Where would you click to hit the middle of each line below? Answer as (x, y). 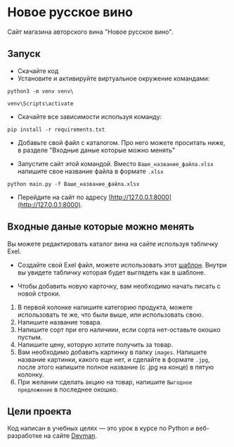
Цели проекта (39, 411)
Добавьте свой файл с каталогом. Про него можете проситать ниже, (121, 142)
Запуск (24, 54)
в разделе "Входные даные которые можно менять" (96, 150)
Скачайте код (38, 70)
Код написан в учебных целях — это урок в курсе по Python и (101, 428)
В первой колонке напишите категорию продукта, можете (105, 307)
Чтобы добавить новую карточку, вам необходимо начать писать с (119, 286)
